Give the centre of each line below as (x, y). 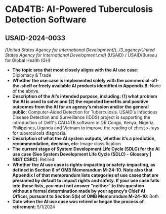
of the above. (26, 91)
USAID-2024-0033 (35, 38)
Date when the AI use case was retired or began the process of (78, 201)
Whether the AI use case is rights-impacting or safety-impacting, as (84, 165)
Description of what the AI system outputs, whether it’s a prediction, (84, 138)
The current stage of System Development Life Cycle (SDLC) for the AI (86, 149)
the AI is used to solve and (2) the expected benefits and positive (80, 102)
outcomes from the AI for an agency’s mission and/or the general (81, 107)
